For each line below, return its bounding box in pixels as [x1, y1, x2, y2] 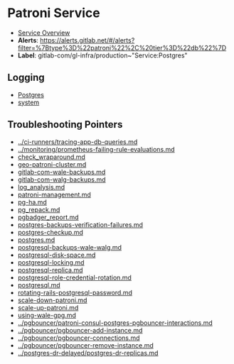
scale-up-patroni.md [17, 303, 79, 311]
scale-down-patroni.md [17, 296, 87, 304]
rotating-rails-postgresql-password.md [17, 288, 133, 297]
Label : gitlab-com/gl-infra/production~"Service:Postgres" [17, 51, 188, 60]
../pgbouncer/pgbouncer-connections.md [17, 333, 140, 342]
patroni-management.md [17, 190, 91, 199]
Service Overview [17, 28, 70, 37]
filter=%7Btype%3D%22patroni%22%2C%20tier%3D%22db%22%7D [17, 43, 227, 52]
